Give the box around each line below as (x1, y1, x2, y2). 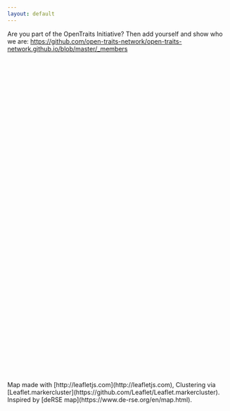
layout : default (7, 10, 55, 18)
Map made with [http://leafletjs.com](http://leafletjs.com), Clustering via (7, 380, 216, 389)
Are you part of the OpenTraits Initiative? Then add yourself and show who (7, 30, 223, 38)
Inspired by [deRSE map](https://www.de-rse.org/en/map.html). (7, 395, 192, 404)
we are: (7, 37, 30, 46)
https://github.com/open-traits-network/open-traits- (30, 37, 182, 46)
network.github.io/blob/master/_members (7, 44, 128, 53)
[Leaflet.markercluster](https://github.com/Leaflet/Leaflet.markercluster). (7, 388, 220, 396)
